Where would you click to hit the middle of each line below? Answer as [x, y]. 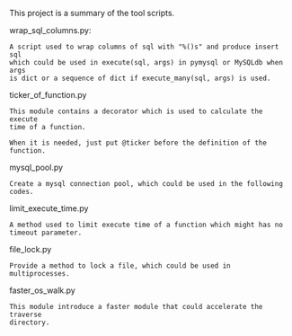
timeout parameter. [46, 233]
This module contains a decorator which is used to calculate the [136, 111]
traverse [26, 314]
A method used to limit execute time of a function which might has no [146, 225]
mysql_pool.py [36, 167]
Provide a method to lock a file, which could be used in [120, 266]
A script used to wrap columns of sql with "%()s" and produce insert [144, 47]
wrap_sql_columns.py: [50, 30]
